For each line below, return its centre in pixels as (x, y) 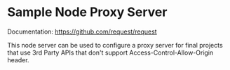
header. (18, 59)
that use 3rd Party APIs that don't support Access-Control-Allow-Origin (110, 52)
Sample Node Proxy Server (87, 12)
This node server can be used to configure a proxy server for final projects (115, 45)
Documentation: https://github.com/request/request (82, 31)
